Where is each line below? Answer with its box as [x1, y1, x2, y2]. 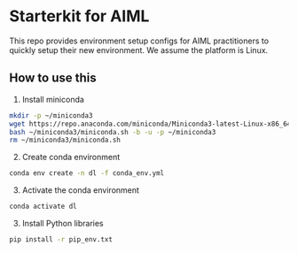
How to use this [9, 71, 98, 86]
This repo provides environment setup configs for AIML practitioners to [9, 35, 269, 46]
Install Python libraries [21, 218, 104, 228]
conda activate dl [9, 202, 77, 211]
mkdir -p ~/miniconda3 [9, 111, 93, 120]
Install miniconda [21, 94, 84, 104]
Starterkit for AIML [9, 6, 150, 27]
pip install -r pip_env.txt [9, 235, 114, 244]
